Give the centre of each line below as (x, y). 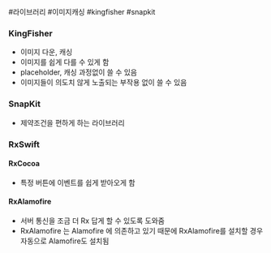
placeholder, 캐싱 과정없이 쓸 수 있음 (79, 72)
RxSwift (24, 144)
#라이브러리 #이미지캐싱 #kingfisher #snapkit (82, 12)
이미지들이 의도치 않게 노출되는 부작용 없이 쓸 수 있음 (103, 83)
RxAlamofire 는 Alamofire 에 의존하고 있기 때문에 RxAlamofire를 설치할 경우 (142, 230)
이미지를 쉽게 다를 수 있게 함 (65, 62)
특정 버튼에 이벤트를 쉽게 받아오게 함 (77, 182)
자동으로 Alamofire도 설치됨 (65, 241)
